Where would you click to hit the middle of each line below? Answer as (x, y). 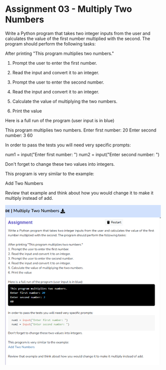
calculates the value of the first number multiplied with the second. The (78, 39)
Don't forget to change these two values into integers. (60, 164)
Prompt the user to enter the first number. (55, 63)
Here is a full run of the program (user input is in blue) (60, 120)
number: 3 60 (19, 135)
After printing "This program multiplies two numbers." (60, 53)
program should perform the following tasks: (50, 44)
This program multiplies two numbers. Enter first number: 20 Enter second (81, 130)
